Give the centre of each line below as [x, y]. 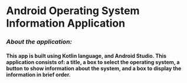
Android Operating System [73, 11]
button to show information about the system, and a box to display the [94, 68]
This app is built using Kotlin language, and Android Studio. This [86, 56]
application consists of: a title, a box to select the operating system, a [93, 62]
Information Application [66, 23]
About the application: [39, 42]
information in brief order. [38, 74]
